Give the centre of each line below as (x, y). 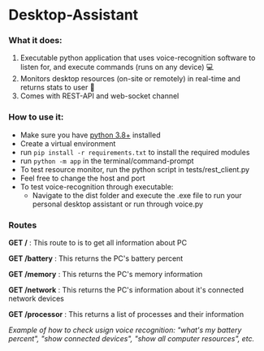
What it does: (35, 41)
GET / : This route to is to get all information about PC (98, 243)
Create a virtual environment (68, 143)
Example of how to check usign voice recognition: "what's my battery (125, 330)
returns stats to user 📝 (57, 88)
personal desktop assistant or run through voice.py (118, 204)
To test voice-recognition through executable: (97, 186)
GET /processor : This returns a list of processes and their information (126, 314)
